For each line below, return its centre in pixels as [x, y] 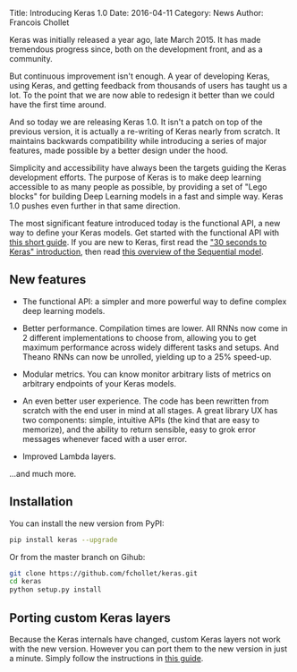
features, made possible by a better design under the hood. [119, 150]
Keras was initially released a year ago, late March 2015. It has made [135, 40]
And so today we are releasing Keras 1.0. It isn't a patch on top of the [136, 122]
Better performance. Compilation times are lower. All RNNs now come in [155, 328]
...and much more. [43, 473]
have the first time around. [58, 105]
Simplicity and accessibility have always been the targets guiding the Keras [148, 168]
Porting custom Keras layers [90, 618]
